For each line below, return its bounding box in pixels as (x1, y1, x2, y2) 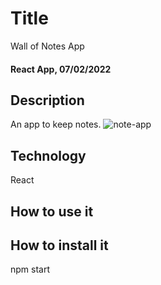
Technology (10, 147, 87, 164)
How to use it (10, 203, 94, 220)
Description (10, 92, 85, 109)
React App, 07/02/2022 (10, 63, 112, 75)
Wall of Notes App (10, 40, 85, 52)
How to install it (10, 237, 109, 254)
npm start (10, 263, 51, 276)
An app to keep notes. (10, 118, 102, 131)
